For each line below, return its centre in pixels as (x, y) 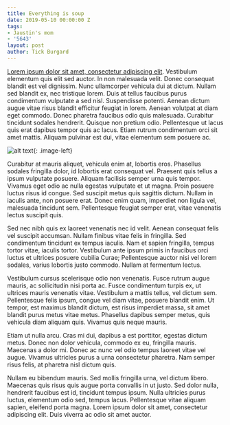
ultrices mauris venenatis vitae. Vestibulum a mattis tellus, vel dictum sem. (112, 292)
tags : (15, 26)
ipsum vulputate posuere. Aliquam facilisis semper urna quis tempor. (104, 178)
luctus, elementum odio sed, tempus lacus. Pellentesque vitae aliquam (106, 400)
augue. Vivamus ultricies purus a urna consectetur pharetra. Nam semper (111, 357)
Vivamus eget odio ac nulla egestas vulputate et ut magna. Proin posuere (111, 186)
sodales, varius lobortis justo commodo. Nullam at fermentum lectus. (104, 265)
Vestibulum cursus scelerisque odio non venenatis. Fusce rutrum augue (108, 278)
